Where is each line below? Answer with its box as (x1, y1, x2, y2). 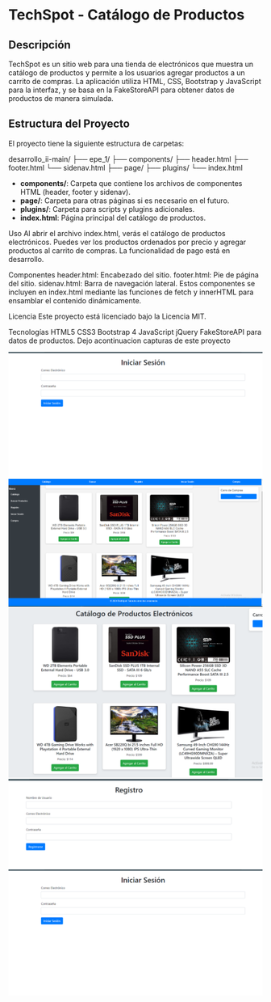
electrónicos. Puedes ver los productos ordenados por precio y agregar (8, 237, 247, 247)
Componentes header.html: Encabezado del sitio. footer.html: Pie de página (8, 269, 260, 280)
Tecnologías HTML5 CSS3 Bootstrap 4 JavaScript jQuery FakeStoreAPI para (8, 327, 262, 336)
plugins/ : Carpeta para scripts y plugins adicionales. (19, 204, 195, 214)
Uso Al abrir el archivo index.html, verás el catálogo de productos (8, 228, 226, 238)
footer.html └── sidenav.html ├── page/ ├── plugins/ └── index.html (8, 163, 244, 172)
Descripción (8, 38, 71, 52)
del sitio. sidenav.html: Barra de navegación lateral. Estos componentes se (8, 278, 256, 288)
